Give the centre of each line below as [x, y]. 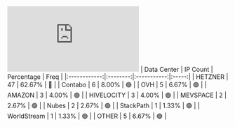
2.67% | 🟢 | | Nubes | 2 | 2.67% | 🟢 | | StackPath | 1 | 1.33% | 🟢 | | [103, 105]
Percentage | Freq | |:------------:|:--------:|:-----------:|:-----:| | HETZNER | [118, 77]
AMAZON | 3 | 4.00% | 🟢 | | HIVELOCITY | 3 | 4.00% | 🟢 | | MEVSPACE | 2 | [117, 95]
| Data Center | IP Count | [176, 69]
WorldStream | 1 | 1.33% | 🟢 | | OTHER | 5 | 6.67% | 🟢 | [87, 116]
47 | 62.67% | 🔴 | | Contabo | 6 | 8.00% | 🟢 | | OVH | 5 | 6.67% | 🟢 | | [107, 84]
